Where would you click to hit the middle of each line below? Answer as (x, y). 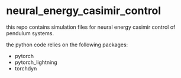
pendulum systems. (30, 33)
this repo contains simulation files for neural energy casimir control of (91, 27)
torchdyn (26, 68)
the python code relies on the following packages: (67, 45)
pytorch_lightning (36, 62)
